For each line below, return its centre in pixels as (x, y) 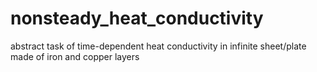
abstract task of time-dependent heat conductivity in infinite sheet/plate (158, 46)
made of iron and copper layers (75, 56)
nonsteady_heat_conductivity (137, 18)
